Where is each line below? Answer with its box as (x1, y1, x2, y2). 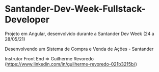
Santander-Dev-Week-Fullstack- (5, 3, 146, 15)
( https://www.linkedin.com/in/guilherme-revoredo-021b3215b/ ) (5, 61, 137, 67)
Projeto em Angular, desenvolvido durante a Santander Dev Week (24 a (5, 30, 154, 37)
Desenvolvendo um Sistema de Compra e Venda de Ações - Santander (5, 46, 154, 52)
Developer (5, 14, 49, 25)
